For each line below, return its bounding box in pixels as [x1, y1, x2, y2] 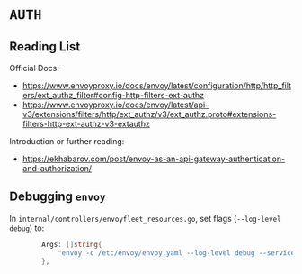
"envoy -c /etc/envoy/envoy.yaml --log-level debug [57, 248, 255, 258]
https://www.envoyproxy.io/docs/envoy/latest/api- [22, 99, 209, 110]
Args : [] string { [41, 240, 102, 249]
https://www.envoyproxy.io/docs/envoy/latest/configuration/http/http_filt [22, 80, 292, 91]
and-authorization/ [22, 163, 93, 173]
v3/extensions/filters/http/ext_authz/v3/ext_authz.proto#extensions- [22, 109, 277, 119]
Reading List [9, 39, 81, 54]
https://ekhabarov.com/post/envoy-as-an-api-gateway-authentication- [22, 153, 286, 164]
